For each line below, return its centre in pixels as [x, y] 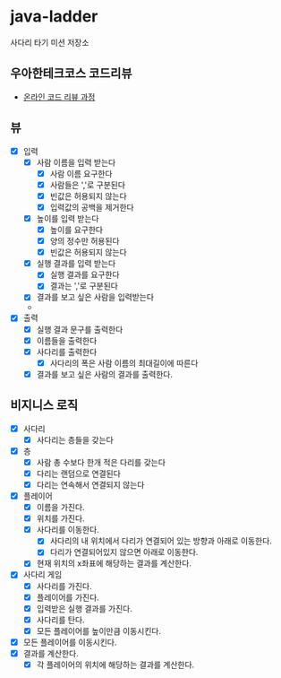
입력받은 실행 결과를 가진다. [84, 608]
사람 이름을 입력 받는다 [76, 162]
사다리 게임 [43, 575]
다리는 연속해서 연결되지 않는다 [90, 484]
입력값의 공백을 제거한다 [92, 207]
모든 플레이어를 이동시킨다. [70, 642]
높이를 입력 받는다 [68, 218]
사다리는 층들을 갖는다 [75, 439]
